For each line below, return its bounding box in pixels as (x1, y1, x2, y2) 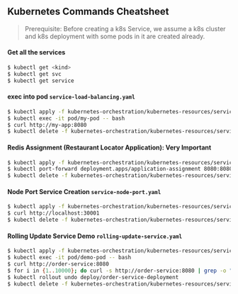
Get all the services (7, 48, 66, 57)
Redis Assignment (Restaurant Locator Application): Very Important (7, 143, 212, 152)
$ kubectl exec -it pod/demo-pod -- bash (7, 254, 132, 261)
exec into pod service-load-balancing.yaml (7, 92, 136, 101)
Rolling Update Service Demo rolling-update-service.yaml (7, 232, 183, 240)
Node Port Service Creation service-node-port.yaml (7, 187, 161, 196)
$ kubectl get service (7, 77, 74, 84)
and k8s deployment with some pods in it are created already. (24, 32, 205, 40)
